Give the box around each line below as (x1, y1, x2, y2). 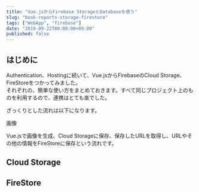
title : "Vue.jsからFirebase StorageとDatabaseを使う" (6, 8, 137, 15)
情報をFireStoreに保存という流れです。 (22, 139, 118, 147)
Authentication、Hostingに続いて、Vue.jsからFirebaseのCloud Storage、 (6, 71, 185, 78)
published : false (6, 31, 50, 37)
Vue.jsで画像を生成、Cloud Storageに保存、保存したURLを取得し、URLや (6, 132, 188, 139)
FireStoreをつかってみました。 (6, 79, 81, 86)
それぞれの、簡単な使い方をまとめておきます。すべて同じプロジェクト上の (6, 86, 188, 93)
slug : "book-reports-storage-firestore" (6, 14, 109, 20)
